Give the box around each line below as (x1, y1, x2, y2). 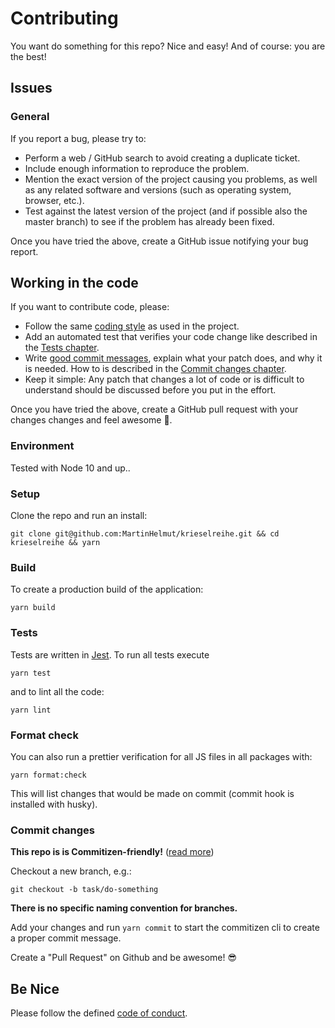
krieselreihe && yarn (10, 538, 101, 548)
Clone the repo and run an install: (10, 510, 148, 522)
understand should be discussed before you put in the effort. (24, 384, 277, 396)
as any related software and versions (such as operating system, (24, 183, 292, 196)
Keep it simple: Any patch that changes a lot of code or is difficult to (24, 373, 305, 386)
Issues (10, 80, 53, 97)
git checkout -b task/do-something (10, 885, 159, 895)
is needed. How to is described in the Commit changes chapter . (24, 363, 287, 375)
